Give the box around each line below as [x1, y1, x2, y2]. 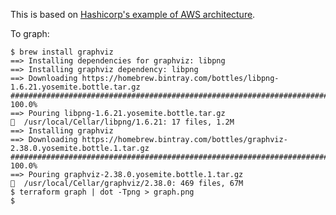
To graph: [10, 28, 50, 39]
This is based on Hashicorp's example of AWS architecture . [10, 9, 256, 20]
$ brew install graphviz [10, 47, 114, 57]
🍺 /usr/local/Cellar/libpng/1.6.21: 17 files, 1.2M [10, 117, 235, 127]
